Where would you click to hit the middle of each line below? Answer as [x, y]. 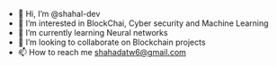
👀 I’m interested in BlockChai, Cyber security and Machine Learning [143, 23]
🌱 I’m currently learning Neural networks [93, 33]
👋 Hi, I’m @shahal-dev [59, 14]
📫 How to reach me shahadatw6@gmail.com [102, 52]
